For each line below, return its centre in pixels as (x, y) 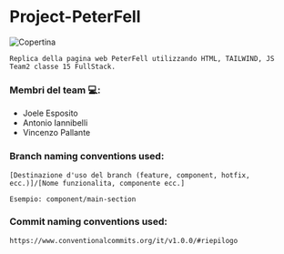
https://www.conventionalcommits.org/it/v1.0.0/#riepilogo (124, 240)
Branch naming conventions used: (87, 157)
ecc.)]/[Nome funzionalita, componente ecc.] (97, 183)
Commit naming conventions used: (89, 222)
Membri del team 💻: (55, 90)
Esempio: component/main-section (73, 199)
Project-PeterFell (75, 17)
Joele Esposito (51, 113)
